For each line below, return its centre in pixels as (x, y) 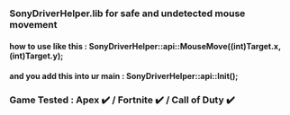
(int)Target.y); (36, 56)
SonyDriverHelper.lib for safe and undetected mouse (127, 13)
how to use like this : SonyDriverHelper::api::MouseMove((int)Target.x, (145, 46)
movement (33, 24)
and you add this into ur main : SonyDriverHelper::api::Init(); (124, 76)
